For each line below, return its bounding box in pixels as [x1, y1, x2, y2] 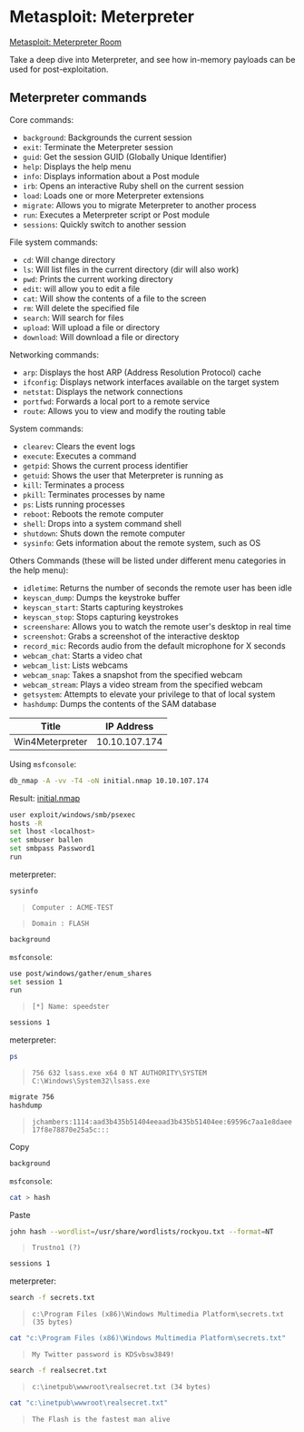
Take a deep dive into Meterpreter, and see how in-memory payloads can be [9, 54, 296, 65]
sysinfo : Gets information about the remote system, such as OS [22, 537, 261, 548]
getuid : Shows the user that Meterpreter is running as [22, 469, 224, 480]
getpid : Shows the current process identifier [22, 459, 189, 470]
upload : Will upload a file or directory [22, 321, 161, 333]
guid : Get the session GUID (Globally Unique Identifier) [22, 151, 227, 162]
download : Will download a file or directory [22, 331, 180, 342]
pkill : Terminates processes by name [22, 489, 165, 499]
